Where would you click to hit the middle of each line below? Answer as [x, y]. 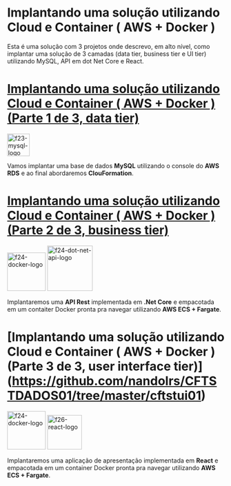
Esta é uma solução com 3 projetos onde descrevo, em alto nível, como [109, 46]
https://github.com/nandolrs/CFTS [114, 381]
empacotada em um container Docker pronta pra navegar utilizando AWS [111, 467]
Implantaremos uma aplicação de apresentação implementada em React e [113, 460]
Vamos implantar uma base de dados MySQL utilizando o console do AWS [113, 165]
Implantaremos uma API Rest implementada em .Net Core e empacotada [111, 302]
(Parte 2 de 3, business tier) [88, 231]
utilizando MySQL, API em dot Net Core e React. [76, 61]
